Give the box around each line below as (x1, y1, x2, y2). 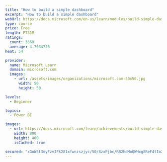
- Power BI (9, 113, 32, 118)
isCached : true (14, 140, 46, 145)
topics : (5, 108, 21, 113)
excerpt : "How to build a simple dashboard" (5, 12, 99, 17)
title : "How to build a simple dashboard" (5, 7, 94, 12)
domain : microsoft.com (9, 67, 57, 72)
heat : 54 (5, 49, 23, 54)
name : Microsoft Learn (9, 63, 57, 68)
